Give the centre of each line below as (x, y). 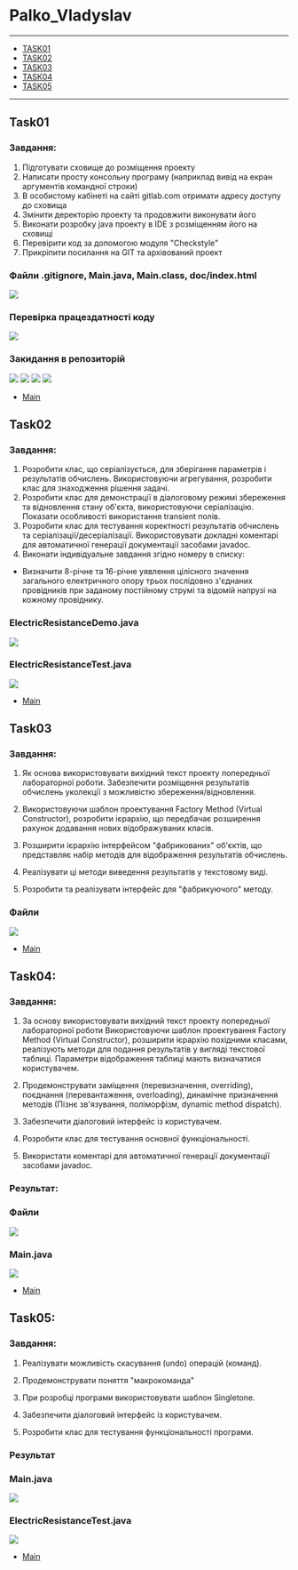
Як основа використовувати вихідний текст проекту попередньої (146, 773)
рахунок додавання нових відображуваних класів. (118, 829)
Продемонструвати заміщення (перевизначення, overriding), (137, 1085)
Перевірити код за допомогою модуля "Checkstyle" (120, 243)
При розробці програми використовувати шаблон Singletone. (138, 1398)
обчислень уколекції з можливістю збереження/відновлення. (139, 792)
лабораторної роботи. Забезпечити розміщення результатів (136, 782)
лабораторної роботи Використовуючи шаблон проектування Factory (154, 1030)
